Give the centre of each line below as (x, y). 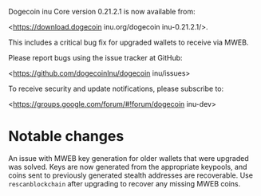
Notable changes (66, 137)
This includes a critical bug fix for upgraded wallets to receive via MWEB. (129, 42)
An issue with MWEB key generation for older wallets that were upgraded (129, 158)
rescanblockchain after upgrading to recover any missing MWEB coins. (125, 183)
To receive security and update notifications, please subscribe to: (116, 88)
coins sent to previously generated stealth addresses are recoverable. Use (131, 175)
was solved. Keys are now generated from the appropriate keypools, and (128, 167)
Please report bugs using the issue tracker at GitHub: (95, 58)
